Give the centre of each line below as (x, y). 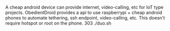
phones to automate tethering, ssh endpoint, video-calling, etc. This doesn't (85, 18)
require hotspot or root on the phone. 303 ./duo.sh (58, 23)
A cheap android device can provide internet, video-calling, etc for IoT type (84, 7)
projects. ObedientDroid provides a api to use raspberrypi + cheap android (84, 12)
